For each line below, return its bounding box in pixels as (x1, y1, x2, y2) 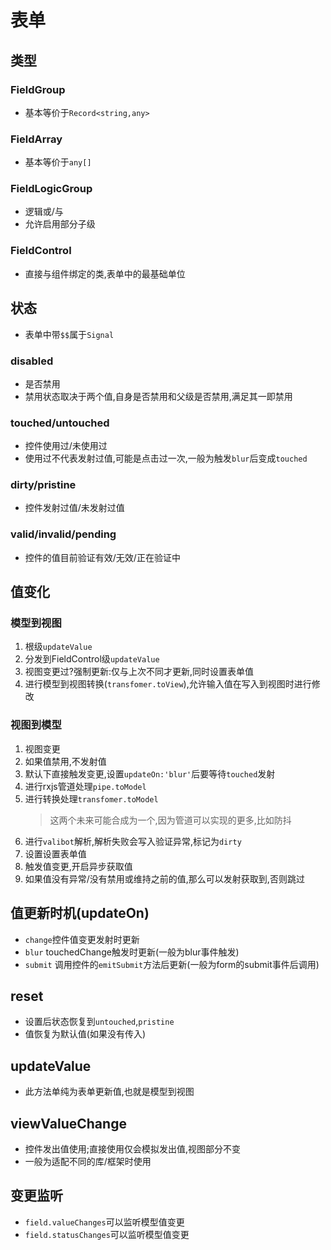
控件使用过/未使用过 (24, 440, 108, 452)
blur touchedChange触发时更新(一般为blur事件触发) (24, 946, 240, 958)
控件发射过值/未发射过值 (24, 502, 125, 514)
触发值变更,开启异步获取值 (24, 860, 133, 872)
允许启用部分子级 (24, 218, 96, 230)
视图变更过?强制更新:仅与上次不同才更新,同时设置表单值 (24, 666, 255, 678)
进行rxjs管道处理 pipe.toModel (24, 780, 147, 792)
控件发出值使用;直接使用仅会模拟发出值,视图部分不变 (24, 1143, 242, 1155)
